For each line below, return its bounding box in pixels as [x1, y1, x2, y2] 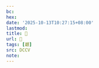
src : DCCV [6, 47, 31, 53]
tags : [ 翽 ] [6, 42, 33, 48]
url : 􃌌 [6, 36, 23, 42]
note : [6, 53, 20, 59]
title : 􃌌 [6, 31, 28, 37]
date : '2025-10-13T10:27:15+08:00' [6, 20, 94, 25]
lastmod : [6, 25, 28, 31]
